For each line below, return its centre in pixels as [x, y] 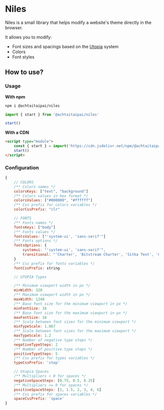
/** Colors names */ [35, 187]
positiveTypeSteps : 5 [36, 354]
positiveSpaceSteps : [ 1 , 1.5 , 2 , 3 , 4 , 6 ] [58, 390]
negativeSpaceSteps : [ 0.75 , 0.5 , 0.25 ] [54, 381]
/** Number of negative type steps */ [53, 340]
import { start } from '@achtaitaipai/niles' [52, 115]
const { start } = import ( [41, 146]
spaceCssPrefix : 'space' [39, 399]
